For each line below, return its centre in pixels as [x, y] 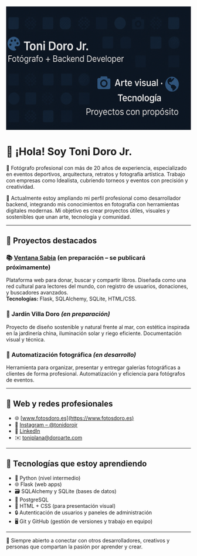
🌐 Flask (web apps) [38, 484]
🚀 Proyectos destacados [52, 241]
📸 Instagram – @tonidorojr [46, 424]
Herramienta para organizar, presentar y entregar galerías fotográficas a [93, 367]
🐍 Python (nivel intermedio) [47, 478]
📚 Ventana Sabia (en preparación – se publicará [76, 257]
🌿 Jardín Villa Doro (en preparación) [58, 314]
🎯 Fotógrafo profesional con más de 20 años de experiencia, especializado [96, 168]
